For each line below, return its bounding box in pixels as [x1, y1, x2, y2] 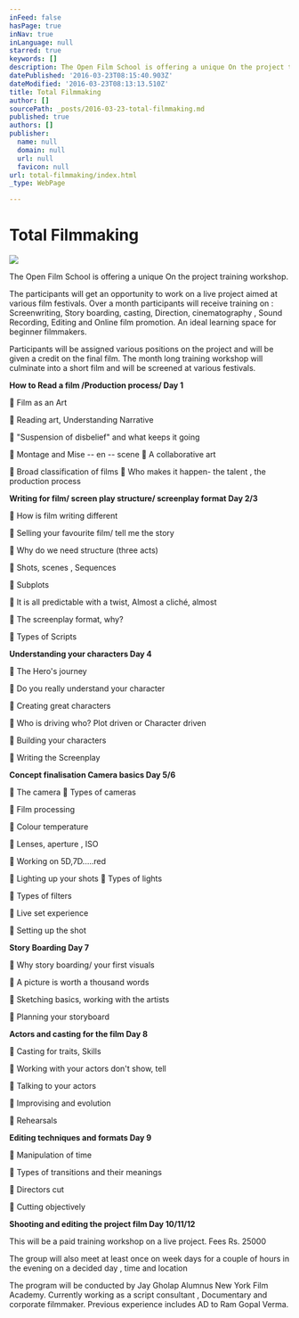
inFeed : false [9, 12, 62, 22]
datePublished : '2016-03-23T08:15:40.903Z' [9, 71, 174, 80]
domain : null [17, 145, 66, 154]
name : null [17, 137, 58, 146]
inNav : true [9, 29, 53, 38]
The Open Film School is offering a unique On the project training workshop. [9, 271, 289, 282]
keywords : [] [9, 54, 58, 63]
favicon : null [17, 162, 69, 171]
